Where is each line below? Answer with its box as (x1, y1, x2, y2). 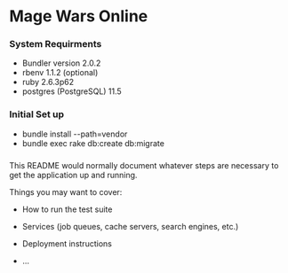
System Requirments (9, 38, 102, 51)
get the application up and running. (9, 169, 138, 180)
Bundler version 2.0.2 (21, 58, 101, 68)
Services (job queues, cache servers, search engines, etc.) (21, 221, 239, 231)
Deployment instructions (21, 238, 113, 249)
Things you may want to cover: (9, 186, 123, 197)
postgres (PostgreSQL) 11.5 (21, 86, 122, 97)
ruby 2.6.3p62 (21, 77, 74, 88)
